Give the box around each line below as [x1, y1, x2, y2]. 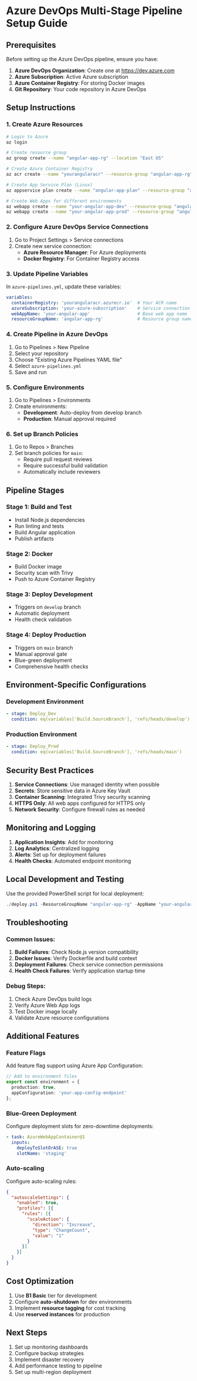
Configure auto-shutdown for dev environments [14, 1298, 132, 1305]
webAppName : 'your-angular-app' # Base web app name [11, 310, 188, 317]
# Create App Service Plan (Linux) [6, 182, 93, 188]
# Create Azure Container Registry [6, 166, 93, 172]
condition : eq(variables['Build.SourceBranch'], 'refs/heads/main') [11, 749, 182, 755]
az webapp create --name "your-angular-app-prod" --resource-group [6, 209, 175, 215]
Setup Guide [6, 16, 68, 30]
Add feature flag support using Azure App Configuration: [6, 1062, 144, 1069]
